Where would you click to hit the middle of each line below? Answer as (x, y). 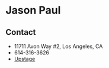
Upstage (25, 59)
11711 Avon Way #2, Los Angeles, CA (58, 46)
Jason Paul (33, 10)
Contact (21, 32)
